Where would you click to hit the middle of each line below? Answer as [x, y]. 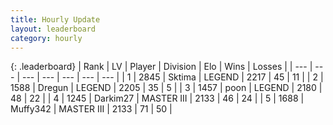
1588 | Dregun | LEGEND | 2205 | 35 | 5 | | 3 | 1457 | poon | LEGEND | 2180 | [166, 88]
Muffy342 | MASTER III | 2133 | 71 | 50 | [91, 109]
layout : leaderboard [53, 29]
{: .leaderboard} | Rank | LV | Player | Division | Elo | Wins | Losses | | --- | [161, 67]
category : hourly [46, 38]
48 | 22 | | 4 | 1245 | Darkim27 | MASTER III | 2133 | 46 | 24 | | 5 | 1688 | [157, 98]
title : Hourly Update [55, 19]
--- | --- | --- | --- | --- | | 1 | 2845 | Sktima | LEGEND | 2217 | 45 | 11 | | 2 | [172, 77]
